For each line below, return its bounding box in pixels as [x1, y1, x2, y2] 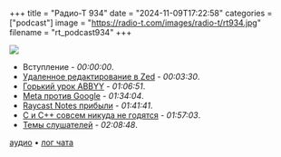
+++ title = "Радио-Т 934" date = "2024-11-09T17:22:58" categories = [9, 8, 273, 18]
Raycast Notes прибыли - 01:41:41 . [22, 100, 153, 111]
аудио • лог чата [9, 137, 74, 148]
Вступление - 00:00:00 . [22, 62, 115, 72]
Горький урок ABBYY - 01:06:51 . [22, 81, 146, 92]
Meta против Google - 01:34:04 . [22, 91, 145, 101]
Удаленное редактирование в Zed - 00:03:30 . [22, 72, 200, 82]
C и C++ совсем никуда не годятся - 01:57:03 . [22, 110, 201, 121]
